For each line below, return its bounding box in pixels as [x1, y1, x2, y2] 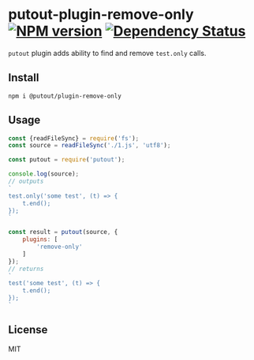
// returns [8, 265, 44, 273]
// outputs [8, 177, 44, 186]
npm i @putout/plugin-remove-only [8, 92, 122, 100]
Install [8, 71, 39, 84]
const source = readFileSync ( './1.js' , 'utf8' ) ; [8, 142, 171, 150]
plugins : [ [22, 236, 58, 243]
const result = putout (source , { [8, 228, 118, 236]
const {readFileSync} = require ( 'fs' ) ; [8, 134, 140, 143]
